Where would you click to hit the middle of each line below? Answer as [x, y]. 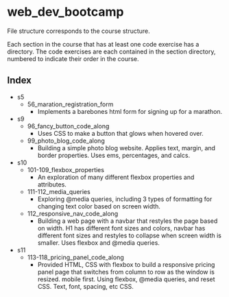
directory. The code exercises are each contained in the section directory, [111, 51]
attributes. [52, 184]
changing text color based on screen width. [99, 206]
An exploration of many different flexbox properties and [116, 177]
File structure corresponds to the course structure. [79, 31]
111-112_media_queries [59, 191]
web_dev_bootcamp [65, 12]
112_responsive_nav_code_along [73, 213]
